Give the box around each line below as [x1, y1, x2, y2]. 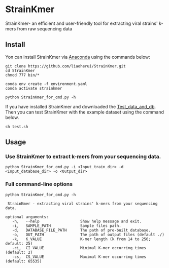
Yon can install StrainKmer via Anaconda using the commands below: [5, 54, 151, 60]
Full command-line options [5, 181, 73, 188]
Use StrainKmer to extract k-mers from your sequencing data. [5, 153, 161, 160]
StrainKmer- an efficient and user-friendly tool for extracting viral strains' [5, 20, 158, 26]
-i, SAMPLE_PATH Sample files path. [12, 223, 122, 228]
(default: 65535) [5, 258, 42, 264]
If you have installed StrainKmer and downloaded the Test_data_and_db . [5, 103, 156, 109]
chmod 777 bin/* [5, 72, 40, 78]
